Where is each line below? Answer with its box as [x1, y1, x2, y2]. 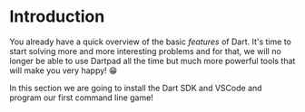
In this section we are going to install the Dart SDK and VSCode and [9, 82, 262, 93]
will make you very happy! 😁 [9, 65, 118, 76]
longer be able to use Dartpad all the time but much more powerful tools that [9, 55, 296, 66]
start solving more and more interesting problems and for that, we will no [9, 45, 281, 56]
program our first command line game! [9, 92, 154, 103]
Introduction [9, 6, 105, 27]
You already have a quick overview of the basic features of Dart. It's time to [9, 36, 292, 47]
